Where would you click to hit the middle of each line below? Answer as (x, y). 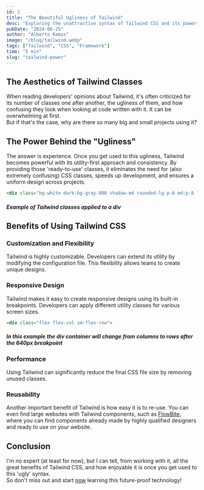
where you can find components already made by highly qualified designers (101, 421)
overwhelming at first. (34, 116)
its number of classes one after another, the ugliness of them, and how (95, 103)
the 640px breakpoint (34, 343)
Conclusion (29, 446)
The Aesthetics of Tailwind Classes (74, 82)
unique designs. (26, 270)
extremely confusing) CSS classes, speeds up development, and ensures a (100, 176)
